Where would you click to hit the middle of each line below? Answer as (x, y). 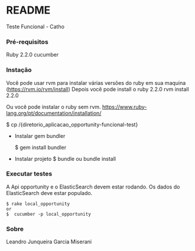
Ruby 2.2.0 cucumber (32, 55)
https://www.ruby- (125, 107)
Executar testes (29, 174)
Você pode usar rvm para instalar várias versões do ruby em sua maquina (96, 82)
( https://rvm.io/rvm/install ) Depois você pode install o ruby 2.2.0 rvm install (97, 89)
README (28, 10)
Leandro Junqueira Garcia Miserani (49, 242)
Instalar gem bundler (40, 136)
